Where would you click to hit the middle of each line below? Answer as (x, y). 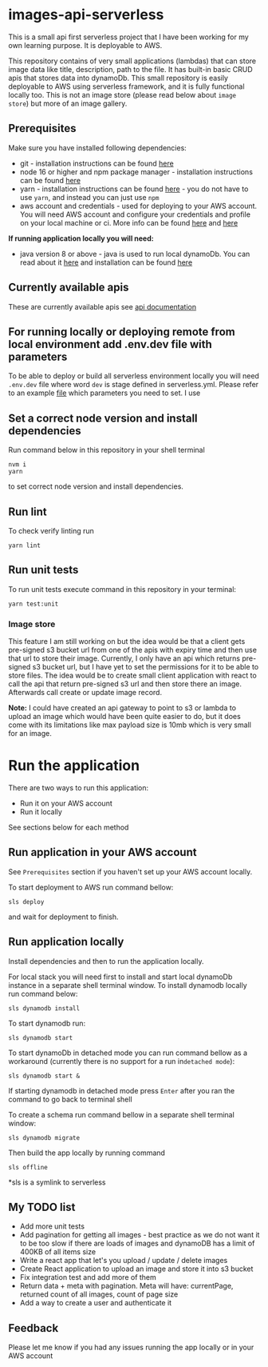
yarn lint (25, 546)
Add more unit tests (52, 1226)
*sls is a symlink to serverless (57, 1182)
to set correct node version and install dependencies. (96, 486)
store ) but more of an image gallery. (68, 103)
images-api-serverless (86, 15)
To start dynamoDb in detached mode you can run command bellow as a (128, 1053)
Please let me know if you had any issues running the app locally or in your (131, 1347)
